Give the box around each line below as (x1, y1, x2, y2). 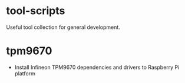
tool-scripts (6, 4, 65, 18)
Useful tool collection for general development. (6, 24, 121, 31)
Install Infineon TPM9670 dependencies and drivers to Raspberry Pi (14, 64, 180, 71)
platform (14, 69, 35, 77)
